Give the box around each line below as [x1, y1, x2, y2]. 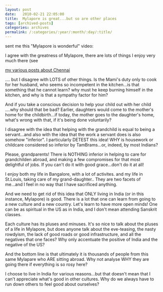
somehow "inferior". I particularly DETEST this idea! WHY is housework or [5, 137, 154, 143]
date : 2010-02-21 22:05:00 [5, 12, 64, 17]
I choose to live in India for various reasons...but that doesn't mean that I [5, 271, 151, 276]
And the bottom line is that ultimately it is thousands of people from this [5, 251, 149, 257]
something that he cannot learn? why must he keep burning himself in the [5, 87, 153, 92]
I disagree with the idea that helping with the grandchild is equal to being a [5, 127, 155, 132]
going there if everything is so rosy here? [5, 261, 88, 267]
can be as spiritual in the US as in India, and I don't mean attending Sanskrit [5, 206, 157, 212]
